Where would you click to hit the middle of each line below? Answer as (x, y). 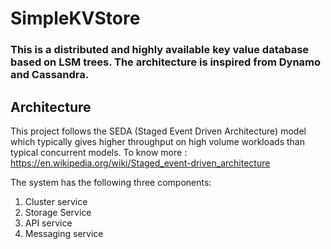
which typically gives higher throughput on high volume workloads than (157, 141)
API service (48, 223)
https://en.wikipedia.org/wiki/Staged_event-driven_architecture (140, 163)
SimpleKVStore (75, 18)
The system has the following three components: (111, 182)
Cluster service (56, 201)
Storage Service (58, 212)
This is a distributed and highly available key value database (160, 50)
